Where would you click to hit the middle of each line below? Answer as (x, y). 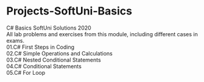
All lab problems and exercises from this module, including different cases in (102, 34)
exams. (16, 40)
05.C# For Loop (26, 72)
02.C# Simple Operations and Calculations (59, 53)
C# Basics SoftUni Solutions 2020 (49, 28)
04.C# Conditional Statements (44, 66)
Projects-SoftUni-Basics (69, 11)
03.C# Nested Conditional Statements (54, 60)
